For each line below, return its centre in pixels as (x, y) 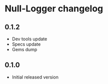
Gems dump (24, 49)
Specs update (26, 44)
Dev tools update (29, 39)
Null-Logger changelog (54, 9)
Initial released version (35, 77)
